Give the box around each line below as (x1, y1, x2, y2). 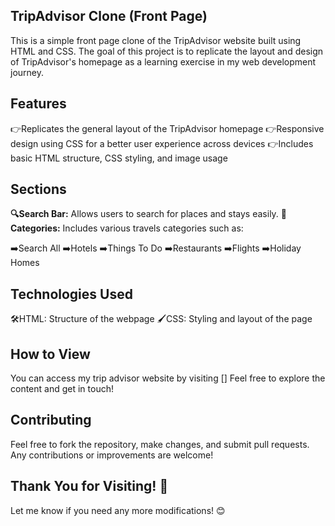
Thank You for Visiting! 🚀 (10, 478, 169, 495)
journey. (10, 66, 44, 78)
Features (10, 95, 67, 113)
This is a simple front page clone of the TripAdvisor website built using (10, 34, 302, 46)
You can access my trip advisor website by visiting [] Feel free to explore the (10, 372, 326, 384)
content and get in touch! (10, 383, 114, 395)
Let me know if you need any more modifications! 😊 (10, 504, 226, 516)
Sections (10, 181, 67, 198)
